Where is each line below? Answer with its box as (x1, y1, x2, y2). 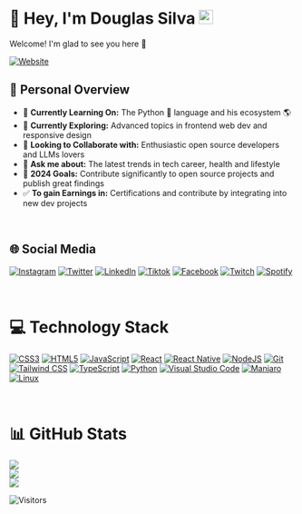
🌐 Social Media (9, 242, 97, 257)
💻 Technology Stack (9, 317, 170, 337)
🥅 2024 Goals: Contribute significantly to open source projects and (22, 168, 275, 179)
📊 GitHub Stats (9, 423, 128, 444)
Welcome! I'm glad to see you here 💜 (9, 38, 147, 49)
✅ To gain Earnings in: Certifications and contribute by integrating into (22, 187, 287, 198)
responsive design (22, 129, 93, 140)
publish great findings (22, 177, 104, 189)
